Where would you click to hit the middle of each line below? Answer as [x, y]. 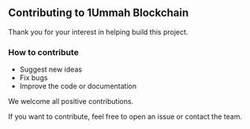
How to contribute [43, 52]
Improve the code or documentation [78, 87]
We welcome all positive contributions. [71, 101]
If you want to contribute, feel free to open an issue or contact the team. [125, 116]
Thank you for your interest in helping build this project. [98, 31]
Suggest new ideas [51, 69]
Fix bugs [34, 78]
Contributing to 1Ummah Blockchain [99, 13]
